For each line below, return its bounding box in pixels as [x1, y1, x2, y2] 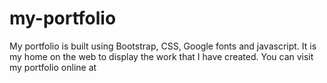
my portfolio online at [9, 61, 97, 73]
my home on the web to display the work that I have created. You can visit [9, 50, 314, 62]
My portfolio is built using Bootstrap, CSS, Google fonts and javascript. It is [9, 40, 317, 52]
